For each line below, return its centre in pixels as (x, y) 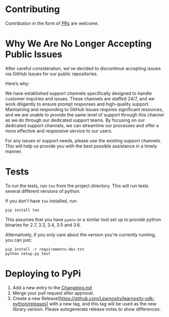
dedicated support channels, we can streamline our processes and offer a (82, 125)
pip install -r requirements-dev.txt (45, 249)
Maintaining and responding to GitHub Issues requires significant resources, (84, 109)
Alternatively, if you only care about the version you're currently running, (81, 234)
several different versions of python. (43, 191)
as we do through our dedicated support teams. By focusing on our (75, 120)
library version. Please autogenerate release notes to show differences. (87, 309)
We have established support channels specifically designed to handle (79, 93)
